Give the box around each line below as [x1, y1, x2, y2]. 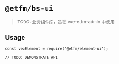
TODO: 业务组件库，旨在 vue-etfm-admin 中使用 [17, 19, 115, 24]
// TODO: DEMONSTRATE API [5, 55, 58, 60]
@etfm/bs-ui [5, 4, 54, 13]
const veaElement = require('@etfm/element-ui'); [5, 46, 109, 51]
